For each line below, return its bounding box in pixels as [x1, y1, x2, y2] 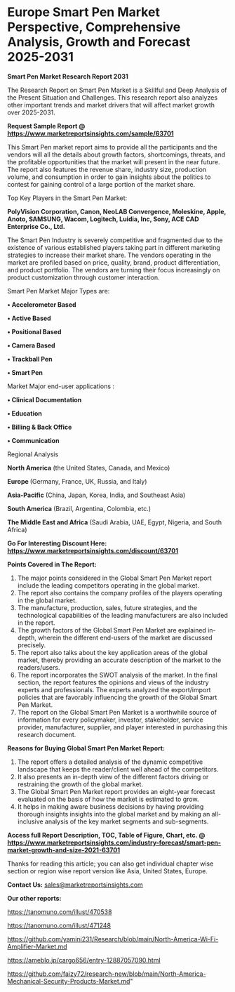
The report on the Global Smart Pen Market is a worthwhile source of [17, 708, 217, 716]
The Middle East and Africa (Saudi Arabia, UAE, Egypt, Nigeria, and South [7, 517, 222, 527]
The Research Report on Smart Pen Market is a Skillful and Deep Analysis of [7, 86, 227, 94]
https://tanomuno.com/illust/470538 [7, 907, 112, 916]
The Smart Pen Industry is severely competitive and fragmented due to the [7, 236, 223, 244]
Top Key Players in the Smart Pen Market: [7, 194, 128, 202]
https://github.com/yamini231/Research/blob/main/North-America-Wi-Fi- [7, 934, 219, 943]
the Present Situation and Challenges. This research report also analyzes [7, 93, 218, 102]
